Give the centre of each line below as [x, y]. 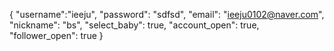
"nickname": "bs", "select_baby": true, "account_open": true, [134, 25]
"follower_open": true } [56, 35]
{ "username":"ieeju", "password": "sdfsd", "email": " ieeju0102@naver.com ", [167, 14]
